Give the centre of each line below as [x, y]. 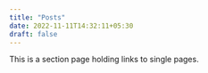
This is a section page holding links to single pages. [104, 60]
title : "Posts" [37, 17]
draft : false [33, 34]
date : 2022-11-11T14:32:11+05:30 [71, 26]
